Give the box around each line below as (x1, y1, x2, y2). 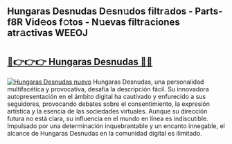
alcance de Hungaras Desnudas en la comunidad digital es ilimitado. (7, 129, 202, 137)
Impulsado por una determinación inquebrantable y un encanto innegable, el (7, 122, 225, 130)
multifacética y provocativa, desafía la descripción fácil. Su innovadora (7, 85, 209, 93)
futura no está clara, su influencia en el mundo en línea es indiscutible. (7, 114, 209, 123)
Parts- (195, 6, 223, 17)
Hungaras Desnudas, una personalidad (93, 78, 204, 86)
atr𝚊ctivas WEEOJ (7, 27, 89, 39)
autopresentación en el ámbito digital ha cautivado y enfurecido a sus (7, 93, 206, 100)
